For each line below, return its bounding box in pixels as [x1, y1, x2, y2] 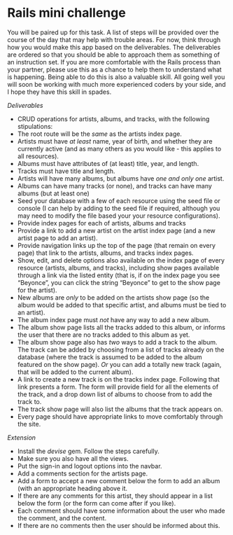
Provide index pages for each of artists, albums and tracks [17, 218, 187, 227]
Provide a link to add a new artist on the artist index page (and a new [17, 226, 216, 235]
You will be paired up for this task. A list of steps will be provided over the [7, 28, 219, 36]
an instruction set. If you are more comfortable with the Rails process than [7, 57, 221, 66]
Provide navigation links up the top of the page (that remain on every [17, 241, 216, 249]
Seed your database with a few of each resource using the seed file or [17, 196, 220, 204]
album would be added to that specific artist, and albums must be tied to [17, 300, 227, 309]
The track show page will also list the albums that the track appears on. [17, 405, 223, 413]
